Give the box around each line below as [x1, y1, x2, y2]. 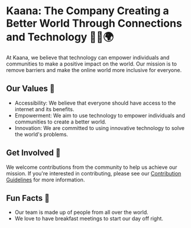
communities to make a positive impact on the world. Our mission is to [6, 60, 177, 67]
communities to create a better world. [14, 118, 106, 125]
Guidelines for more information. [6, 176, 85, 183]
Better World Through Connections [6, 17, 182, 30]
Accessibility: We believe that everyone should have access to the [14, 99, 176, 106]
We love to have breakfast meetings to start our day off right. [14, 215, 164, 222]
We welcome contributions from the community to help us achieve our [6, 164, 177, 171]
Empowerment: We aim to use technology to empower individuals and [14, 112, 185, 119]
